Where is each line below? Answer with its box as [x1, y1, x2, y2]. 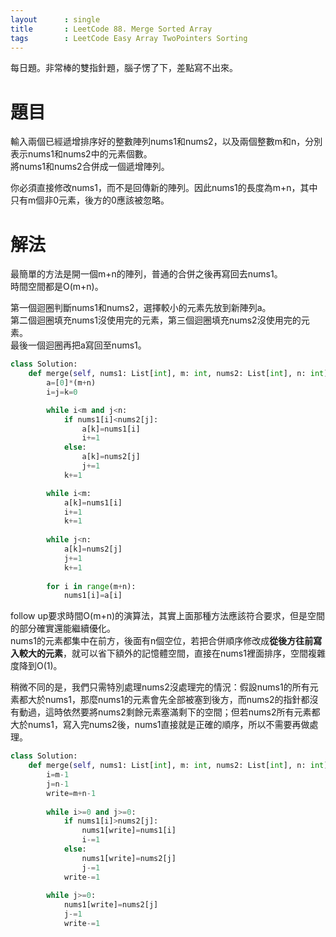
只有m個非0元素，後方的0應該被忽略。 [10, 194, 170, 206]
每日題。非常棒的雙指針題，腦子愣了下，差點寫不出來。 [10, 62, 238, 74]
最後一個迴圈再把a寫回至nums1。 [10, 339, 147, 351]
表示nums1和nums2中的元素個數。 [10, 148, 153, 160]
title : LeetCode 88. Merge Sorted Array [10, 24, 213, 34]
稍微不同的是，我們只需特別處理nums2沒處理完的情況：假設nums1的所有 [10, 681, 310, 693]
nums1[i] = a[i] [63, 591, 123, 601]
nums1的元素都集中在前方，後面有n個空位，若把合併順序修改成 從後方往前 [10, 635, 314, 647]
